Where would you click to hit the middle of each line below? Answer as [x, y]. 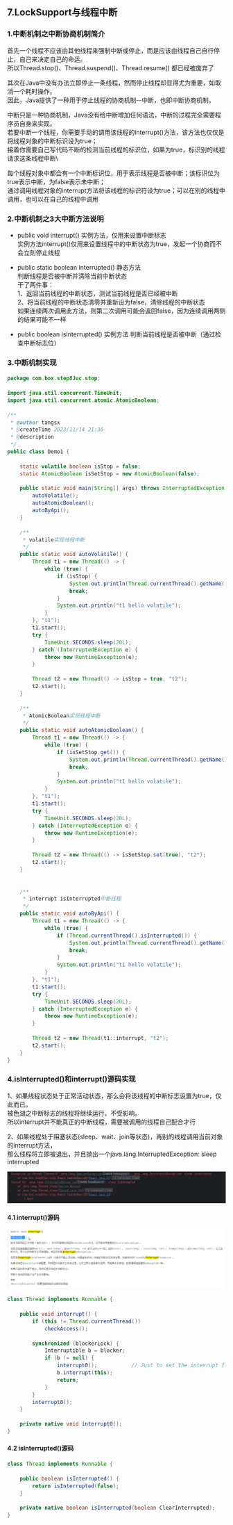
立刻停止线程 [42, 252]
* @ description [32, 437]
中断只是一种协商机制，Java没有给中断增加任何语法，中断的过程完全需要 [111, 115]
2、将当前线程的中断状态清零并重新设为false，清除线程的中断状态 [111, 302]
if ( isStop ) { [77, 576]
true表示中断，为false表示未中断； [57, 181]
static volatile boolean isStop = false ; [80, 466]
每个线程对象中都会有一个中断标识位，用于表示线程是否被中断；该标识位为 [113, 173]
